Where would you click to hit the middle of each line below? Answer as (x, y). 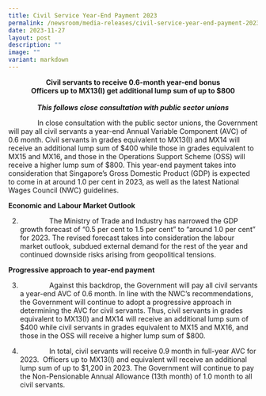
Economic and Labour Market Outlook (72, 205)
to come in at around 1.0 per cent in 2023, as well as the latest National (124, 181)
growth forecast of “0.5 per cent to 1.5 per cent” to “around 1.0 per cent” (137, 229)
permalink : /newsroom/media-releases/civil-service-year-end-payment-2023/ (136, 23)
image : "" (25, 52)
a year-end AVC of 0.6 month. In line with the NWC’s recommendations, (136, 293)
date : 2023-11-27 (37, 30)
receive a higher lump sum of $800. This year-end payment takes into (122, 165)
